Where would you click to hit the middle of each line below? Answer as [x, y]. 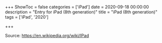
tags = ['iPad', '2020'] [27, 17]
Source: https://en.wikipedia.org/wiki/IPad [47, 36]
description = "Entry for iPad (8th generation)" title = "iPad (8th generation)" [81, 12]
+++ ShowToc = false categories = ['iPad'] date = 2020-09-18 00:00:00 [77, 7]
